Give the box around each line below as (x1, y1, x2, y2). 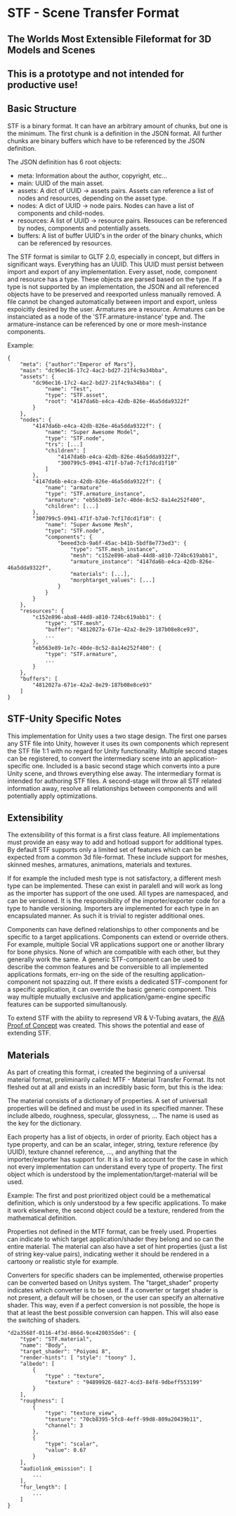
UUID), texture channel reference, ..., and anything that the (7, 1147, 177, 1157)
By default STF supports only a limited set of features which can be (7, 846, 202, 854)
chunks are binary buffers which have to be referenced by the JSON (7, 136, 205, 145)
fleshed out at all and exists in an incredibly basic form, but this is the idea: (7, 1083, 223, 1092)
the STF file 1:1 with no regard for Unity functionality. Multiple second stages (7, 746, 228, 755)
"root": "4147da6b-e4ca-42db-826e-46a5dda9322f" (44, 398, 190, 405)
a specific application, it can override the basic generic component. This (7, 985, 217, 994)
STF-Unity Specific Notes (7, 713, 122, 725)
